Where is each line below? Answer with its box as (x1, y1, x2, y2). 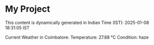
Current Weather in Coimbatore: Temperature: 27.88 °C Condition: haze (5, 34, 149, 40)
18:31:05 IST (5, 24, 30, 30)
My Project (5, 3, 50, 15)
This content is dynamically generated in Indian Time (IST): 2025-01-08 (5, 20, 149, 25)
